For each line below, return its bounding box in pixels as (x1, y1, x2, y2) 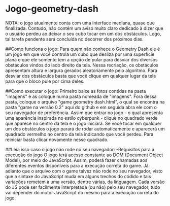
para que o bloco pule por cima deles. (5, 78, 85, 84)
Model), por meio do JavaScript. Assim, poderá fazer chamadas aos (5, 157, 148, 163)
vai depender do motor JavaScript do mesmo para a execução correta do (5, 189, 159, 195)
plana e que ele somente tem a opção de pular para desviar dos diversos (5, 56, 158, 62)
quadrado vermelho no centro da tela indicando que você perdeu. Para (5, 131, 154, 137)
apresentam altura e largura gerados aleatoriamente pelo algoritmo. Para (5, 67, 157, 74)
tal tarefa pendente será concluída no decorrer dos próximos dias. (5, 36, 144, 42)
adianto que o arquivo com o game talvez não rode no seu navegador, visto (5, 168, 163, 174)
